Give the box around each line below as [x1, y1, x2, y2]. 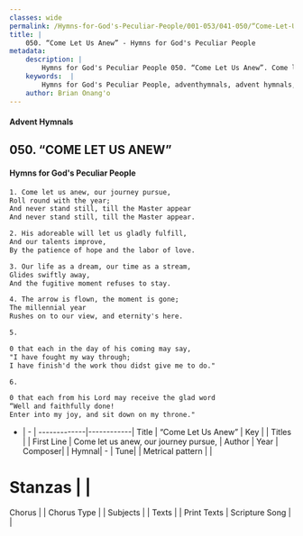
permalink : [9, 22, 50, 31]
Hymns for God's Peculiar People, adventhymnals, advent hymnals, [41, 80, 297, 89]
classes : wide [9, 13, 63, 23]
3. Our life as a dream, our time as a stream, [9, 262, 192, 271]
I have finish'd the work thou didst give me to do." [9, 361, 216, 370]
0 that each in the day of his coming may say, [9, 344, 192, 353]
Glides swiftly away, [9, 270, 91, 279]
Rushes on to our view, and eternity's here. [9, 312, 183, 321]
